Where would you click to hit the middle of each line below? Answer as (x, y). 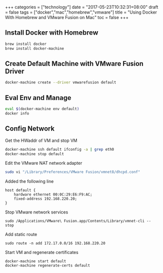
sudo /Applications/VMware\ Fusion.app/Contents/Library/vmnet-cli (75, 221)
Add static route (21, 234)
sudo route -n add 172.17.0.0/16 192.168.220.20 (55, 243)
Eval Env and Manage (38, 98)
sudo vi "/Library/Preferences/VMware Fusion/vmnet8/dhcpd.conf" (72, 172)
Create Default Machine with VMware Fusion (74, 64)
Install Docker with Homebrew (52, 33)
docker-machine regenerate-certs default (48, 266)
